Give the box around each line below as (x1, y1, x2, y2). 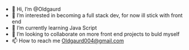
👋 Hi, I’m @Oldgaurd (11, 6, 61, 12)
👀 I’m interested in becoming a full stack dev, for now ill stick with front (11, 12, 183, 19)
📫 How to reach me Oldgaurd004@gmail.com (11, 37, 124, 44)
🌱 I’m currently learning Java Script (11, 24, 97, 31)
